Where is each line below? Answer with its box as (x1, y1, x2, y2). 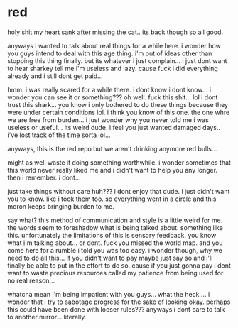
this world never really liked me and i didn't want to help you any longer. (7, 165, 218, 174)
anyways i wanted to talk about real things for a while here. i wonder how (7, 41, 222, 50)
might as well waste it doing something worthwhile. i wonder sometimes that (7, 158, 231, 167)
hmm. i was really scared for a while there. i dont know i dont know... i (7, 85, 212, 94)
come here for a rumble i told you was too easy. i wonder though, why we (7, 246, 222, 254)
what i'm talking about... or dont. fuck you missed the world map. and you (7, 239, 223, 247)
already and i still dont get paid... (7, 72, 103, 80)
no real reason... (7, 276, 55, 285)
